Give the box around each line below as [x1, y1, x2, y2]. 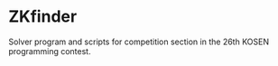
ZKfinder [8, 6, 78, 27]
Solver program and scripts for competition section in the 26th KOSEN [8, 36, 270, 47]
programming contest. [8, 45, 91, 56]
